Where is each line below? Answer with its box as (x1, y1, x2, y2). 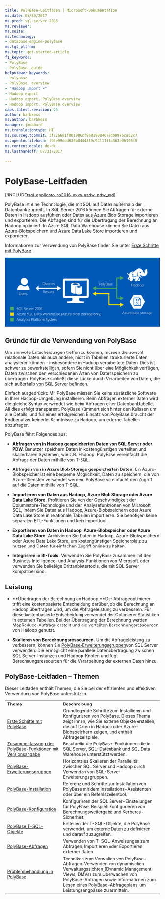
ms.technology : (5, 34, 36, 39)
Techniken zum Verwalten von (63, 856, 124, 861)
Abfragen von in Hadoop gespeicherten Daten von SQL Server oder (12, 441, 153, 447)
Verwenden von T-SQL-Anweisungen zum (63, 838, 150, 844)
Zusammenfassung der (7, 741, 54, 747)
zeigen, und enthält (93, 729, 133, 735)
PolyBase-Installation (7, 786, 51, 792)
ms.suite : (5, 29, 26, 34)
